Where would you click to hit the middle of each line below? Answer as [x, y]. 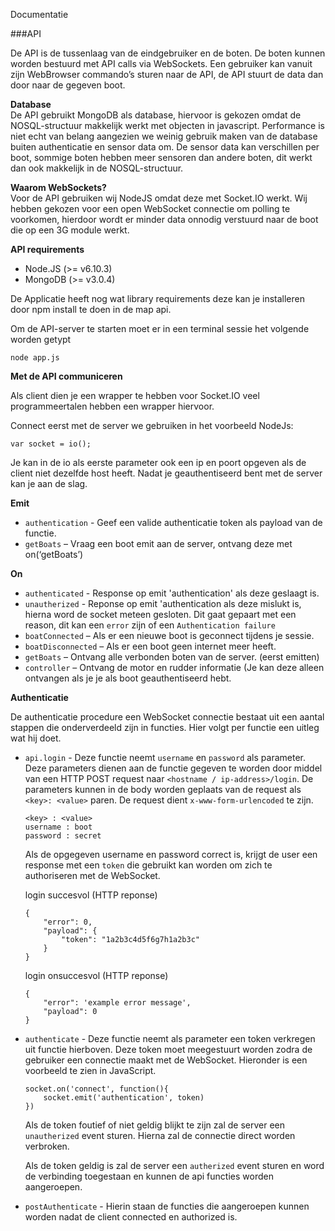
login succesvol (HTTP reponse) [91, 895]
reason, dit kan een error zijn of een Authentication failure [150, 625]
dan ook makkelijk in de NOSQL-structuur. [97, 168]
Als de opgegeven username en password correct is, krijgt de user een [171, 854]
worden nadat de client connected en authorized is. [131, 1217]
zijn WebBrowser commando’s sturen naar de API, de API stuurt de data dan [167, 74]
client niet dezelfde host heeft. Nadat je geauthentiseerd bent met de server [166, 473]
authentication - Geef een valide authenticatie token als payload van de [173, 522]
